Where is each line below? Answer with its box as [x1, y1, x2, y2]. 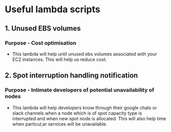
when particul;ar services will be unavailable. [12, 121, 108, 127]
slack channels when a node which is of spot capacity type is [12, 110, 142, 116]
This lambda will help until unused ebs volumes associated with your [12, 51, 157, 57]
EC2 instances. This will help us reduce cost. [12, 56, 107, 62]
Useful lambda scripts [5, 4, 100, 15]
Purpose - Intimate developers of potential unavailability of [5, 86, 155, 94]
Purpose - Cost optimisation [5, 39, 76, 47]
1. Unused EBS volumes [5, 24, 81, 33]
